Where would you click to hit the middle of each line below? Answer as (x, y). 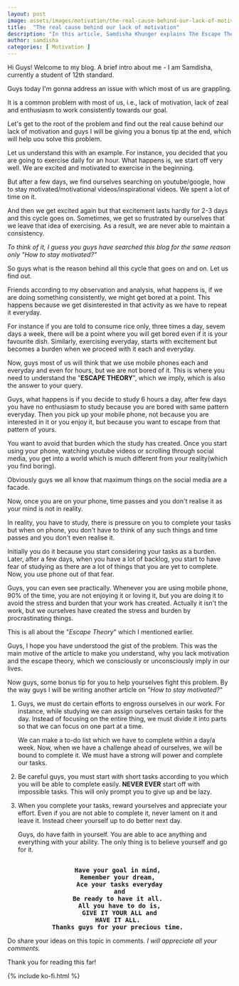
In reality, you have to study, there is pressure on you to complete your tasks (119, 523)
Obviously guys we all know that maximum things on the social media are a (117, 480)
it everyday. (25, 313)
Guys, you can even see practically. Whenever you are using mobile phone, (118, 588)
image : (17, 21)
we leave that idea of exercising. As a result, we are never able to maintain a (119, 226)
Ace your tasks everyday (119, 885)
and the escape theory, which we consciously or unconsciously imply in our (118, 661)
